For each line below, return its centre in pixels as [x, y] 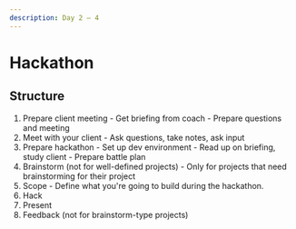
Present [37, 204]
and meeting [46, 127]
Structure [37, 96]
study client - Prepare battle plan [84, 156]
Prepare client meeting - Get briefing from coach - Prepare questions [152, 118]
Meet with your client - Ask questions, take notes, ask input [133, 137]
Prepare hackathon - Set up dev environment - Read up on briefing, [149, 147]
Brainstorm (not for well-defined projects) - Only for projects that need [155, 166]
